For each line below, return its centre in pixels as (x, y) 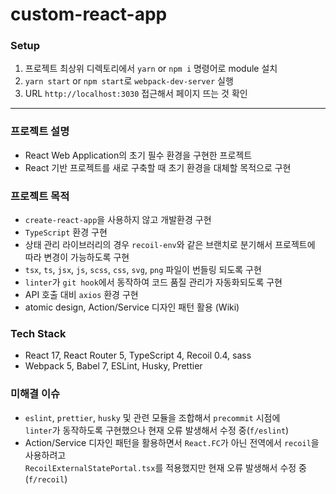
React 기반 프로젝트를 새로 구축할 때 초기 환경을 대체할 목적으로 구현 (158, 167)
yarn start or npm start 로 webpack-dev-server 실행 (129, 81)
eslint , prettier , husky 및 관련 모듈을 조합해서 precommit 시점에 (152, 417)
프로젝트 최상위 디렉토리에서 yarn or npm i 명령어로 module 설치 (151, 69)
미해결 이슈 (35, 394)
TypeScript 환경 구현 (66, 232)
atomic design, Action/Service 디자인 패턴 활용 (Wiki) (132, 307)
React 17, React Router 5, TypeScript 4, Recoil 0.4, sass (138, 355)
